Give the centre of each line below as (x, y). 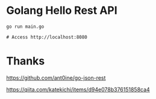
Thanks (26, 61)
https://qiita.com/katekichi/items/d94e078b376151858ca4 (78, 89)
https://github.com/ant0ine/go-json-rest (56, 78)
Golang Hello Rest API (62, 11)
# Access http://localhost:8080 (47, 37)
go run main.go (25, 27)
